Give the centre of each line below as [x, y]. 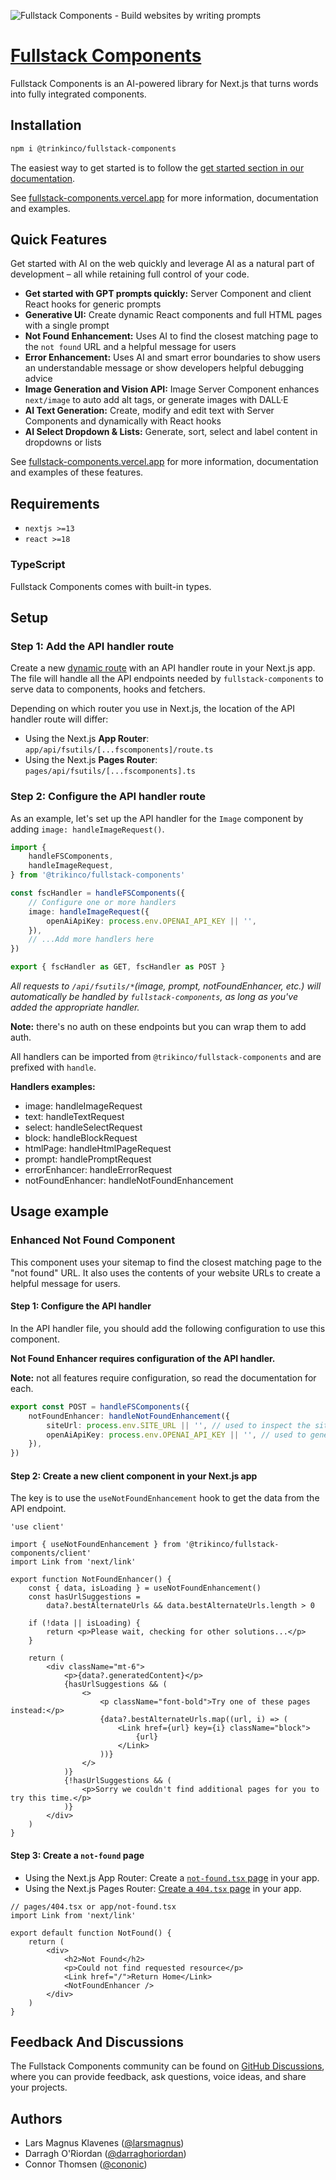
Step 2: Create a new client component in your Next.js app [134, 1476]
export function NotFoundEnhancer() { [91, 1580]
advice [38, 379]
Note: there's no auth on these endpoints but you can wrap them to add [158, 1027]
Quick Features [59, 240]
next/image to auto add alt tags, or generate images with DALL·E [156, 400]
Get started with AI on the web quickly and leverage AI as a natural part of [162, 264]
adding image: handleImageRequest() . [87, 829]
